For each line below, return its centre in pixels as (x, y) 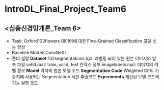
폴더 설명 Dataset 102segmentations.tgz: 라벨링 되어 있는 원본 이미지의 (81, 58)
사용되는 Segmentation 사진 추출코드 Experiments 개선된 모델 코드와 (92, 77)
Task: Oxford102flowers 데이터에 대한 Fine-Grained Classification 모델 (82, 41)
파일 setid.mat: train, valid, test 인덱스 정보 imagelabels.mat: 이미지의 (85, 64)
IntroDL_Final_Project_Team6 (66, 9)
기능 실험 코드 (25, 83)
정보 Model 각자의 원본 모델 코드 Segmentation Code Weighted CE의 (85, 70)
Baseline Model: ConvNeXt (39, 53)
